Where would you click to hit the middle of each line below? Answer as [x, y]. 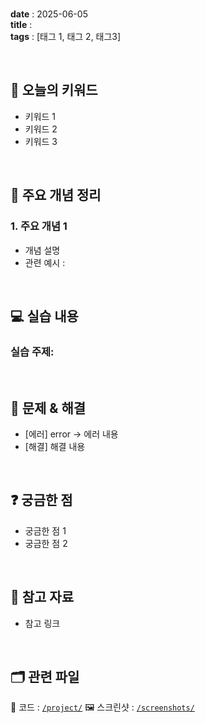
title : [21, 24]
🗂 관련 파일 [45, 677]
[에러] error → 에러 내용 [71, 434]
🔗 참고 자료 [42, 597]
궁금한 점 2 [46, 543]
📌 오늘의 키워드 [54, 90]
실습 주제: [32, 351]
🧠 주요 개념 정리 [56, 195]
